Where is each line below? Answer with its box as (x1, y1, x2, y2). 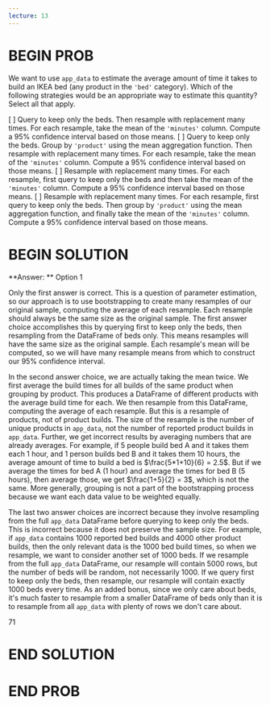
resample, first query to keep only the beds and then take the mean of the (8, 174, 254, 184)
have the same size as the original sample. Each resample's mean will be (8, 339, 250, 349)
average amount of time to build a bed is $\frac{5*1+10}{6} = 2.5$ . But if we (8, 457, 262, 467)
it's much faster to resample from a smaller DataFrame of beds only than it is (8, 593, 263, 603)
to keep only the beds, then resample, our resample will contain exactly (8, 575, 245, 585)
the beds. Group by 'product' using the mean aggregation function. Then (8, 140, 252, 150)
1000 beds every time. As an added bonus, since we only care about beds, (8, 584, 256, 594)
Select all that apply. (8, 98, 76, 109)
